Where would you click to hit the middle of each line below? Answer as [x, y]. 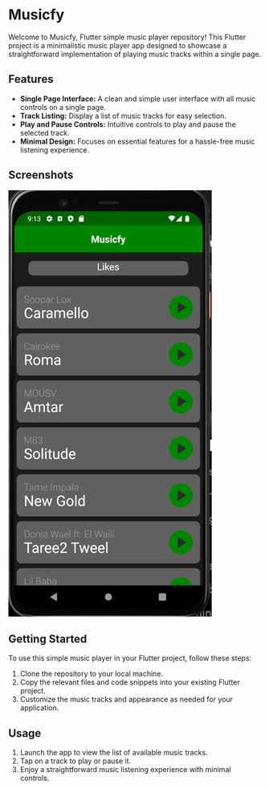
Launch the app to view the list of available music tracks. [114, 753]
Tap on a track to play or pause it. [75, 761]
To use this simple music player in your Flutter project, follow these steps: [130, 658]
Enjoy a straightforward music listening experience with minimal [125, 770]
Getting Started [48, 639]
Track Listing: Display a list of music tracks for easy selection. [123, 116]
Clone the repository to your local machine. [91, 674]
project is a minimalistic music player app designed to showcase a [118, 45]
